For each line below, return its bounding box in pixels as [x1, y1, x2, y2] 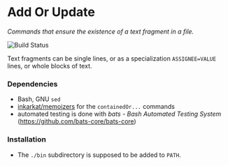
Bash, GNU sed [17, 95, 61, 103]
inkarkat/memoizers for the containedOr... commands [17, 103, 175, 111]
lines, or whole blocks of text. [7, 61, 92, 70]
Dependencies [7, 79, 58, 89]
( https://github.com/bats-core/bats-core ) [17, 117, 136, 126]
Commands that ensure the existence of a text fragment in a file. [7, 27, 194, 36]
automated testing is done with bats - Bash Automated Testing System [17, 110, 222, 119]
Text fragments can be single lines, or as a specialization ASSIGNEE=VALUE [7, 54, 217, 63]
